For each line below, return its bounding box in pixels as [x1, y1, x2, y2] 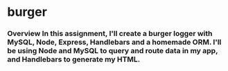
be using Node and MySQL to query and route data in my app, [7, 46, 218, 56]
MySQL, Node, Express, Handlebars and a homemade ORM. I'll [7, 37, 222, 47]
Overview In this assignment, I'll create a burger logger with [7, 29, 213, 39]
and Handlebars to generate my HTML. [7, 54, 141, 64]
